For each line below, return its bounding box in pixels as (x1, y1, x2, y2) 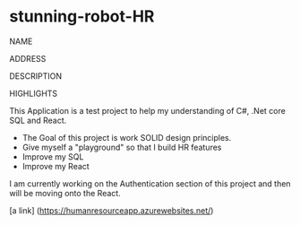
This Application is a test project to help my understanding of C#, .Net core (9, 105, 287, 116)
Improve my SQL (21, 151, 84, 162)
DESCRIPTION (9, 70, 63, 82)
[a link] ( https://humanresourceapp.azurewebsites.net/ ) (9, 204, 214, 216)
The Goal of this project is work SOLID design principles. (21, 132, 232, 143)
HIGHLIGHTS (9, 88, 58, 99)
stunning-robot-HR (9, 6, 155, 27)
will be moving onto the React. (9, 187, 121, 198)
